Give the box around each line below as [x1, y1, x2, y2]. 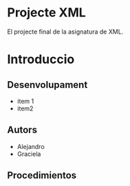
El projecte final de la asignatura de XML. [7, 27, 124, 36]
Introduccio [7, 51, 75, 67]
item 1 [17, 97, 34, 105]
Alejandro [17, 142, 45, 150]
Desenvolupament [7, 79, 88, 91]
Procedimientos [7, 170, 77, 181]
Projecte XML [7, 5, 86, 21]
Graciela [17, 150, 41, 158]
